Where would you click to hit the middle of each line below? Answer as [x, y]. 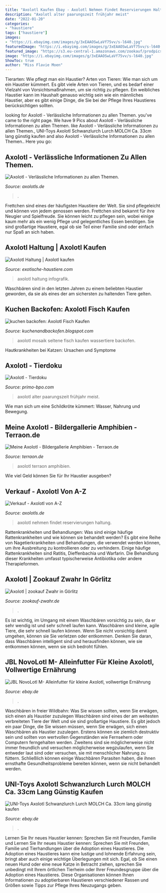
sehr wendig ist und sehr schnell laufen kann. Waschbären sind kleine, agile [82, 625]
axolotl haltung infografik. [43, 279]
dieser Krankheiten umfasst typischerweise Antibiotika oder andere [74, 558]
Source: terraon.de [24, 456]
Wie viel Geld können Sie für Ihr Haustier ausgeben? [58, 476]
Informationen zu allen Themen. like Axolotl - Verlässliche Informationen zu [82, 126]
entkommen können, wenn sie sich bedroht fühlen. [57, 646]
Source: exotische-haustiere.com [39, 269]
